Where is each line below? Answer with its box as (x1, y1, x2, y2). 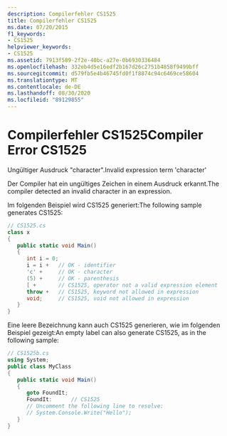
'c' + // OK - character (26, 268, 113, 276)
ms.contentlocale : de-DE (7, 83, 81, 90)
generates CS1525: (7, 208, 63, 217)
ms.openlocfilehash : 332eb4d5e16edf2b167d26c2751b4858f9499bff (7, 63, 199, 70)
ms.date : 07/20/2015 (7, 23, 69, 31)
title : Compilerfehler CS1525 (7, 17, 97, 24)
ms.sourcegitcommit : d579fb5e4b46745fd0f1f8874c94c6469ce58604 (7, 70, 199, 77)
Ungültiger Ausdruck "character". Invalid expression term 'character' (7, 165, 207, 174)
